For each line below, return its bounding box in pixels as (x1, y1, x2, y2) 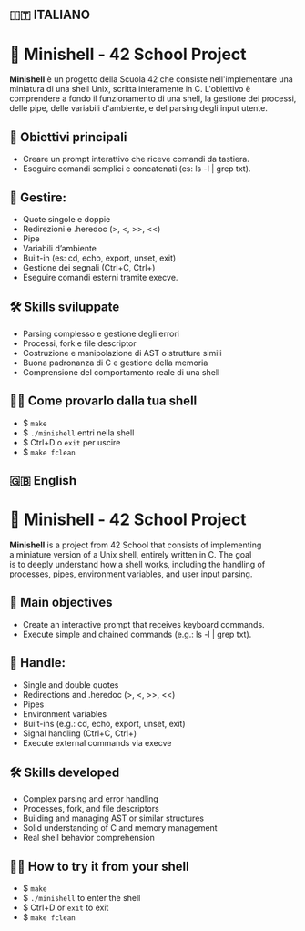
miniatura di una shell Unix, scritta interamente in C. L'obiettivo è (9, 84, 251, 95)
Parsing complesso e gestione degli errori (22, 328, 180, 339)
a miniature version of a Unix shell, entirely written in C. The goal (9, 548, 252, 559)
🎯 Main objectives (9, 595, 113, 610)
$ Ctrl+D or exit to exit (22, 902, 109, 914)
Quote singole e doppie (22, 213, 111, 224)
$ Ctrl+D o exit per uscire (22, 436, 121, 447)
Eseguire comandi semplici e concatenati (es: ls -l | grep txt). (22, 163, 251, 174)
